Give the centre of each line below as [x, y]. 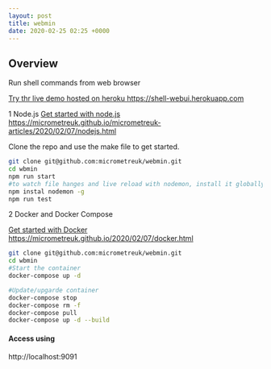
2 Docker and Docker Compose [60, 214]
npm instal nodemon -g [46, 191]
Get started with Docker [48, 230]
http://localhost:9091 [43, 356]
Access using [31, 338]
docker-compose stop [43, 298]
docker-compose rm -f [45, 305]
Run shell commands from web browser [75, 83]
